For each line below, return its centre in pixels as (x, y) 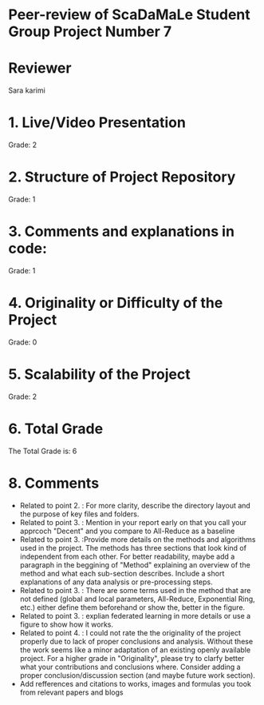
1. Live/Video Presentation (97, 123)
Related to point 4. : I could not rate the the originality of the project (130, 632)
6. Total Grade (56, 428)
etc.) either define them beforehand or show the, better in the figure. (132, 607)
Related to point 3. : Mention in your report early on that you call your (133, 522)
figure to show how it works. (67, 624)
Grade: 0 (23, 342)
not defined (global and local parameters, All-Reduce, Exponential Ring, (137, 599)
